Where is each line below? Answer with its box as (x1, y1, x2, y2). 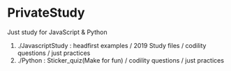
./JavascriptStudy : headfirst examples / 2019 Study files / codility (17, 41, 207, 49)
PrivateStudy (7, 5, 85, 21)
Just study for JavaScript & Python (7, 28, 107, 36)
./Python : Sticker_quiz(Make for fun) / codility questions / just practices (17, 56, 225, 64)
